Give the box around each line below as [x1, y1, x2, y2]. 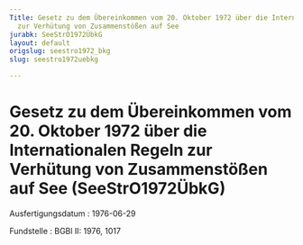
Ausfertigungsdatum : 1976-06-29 [9, 208, 136, 219]
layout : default [9, 38, 70, 48]
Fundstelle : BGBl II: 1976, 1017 [9, 225, 122, 236]
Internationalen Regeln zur [9, 141, 213, 160]
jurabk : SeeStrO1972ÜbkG [9, 30, 103, 39]
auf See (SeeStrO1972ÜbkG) [9, 178, 226, 199]
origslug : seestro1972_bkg [9, 47, 111, 56]
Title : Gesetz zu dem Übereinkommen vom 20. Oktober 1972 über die [9, 13, 269, 23]
